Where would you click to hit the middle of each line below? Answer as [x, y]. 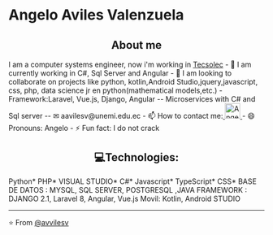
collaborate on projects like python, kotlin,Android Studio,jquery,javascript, [133, 82]
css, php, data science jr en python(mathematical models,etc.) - [116, 90]
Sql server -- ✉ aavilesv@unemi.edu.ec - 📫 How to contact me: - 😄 [132, 116]
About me [136, 45]
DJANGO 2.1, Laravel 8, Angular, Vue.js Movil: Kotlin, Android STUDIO [125, 198]
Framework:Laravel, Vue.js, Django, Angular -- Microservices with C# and [132, 99]
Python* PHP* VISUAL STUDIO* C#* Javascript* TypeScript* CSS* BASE [133, 181]
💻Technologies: [136, 157]
